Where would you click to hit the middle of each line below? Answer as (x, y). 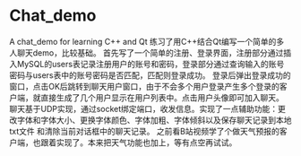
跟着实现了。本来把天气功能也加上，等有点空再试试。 (138, 142)
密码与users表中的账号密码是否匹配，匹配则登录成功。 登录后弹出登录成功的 (150, 75)
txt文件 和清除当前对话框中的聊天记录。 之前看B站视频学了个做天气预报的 (145, 131)
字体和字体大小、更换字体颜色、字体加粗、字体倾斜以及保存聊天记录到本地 (154, 120)
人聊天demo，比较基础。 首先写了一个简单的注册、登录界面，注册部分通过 (146, 52)
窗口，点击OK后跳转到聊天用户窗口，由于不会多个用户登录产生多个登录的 (145, 86)
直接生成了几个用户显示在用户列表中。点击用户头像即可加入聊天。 (162, 97)
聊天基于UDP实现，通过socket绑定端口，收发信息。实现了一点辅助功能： (144, 108)
